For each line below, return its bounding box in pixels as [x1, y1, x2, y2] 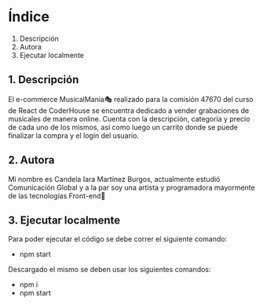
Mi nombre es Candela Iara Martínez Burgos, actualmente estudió [8, 174, 221, 183]
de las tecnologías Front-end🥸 [8, 191, 106, 200]
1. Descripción [8, 73, 79, 86]
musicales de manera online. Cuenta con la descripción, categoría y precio [8, 114, 250, 123]
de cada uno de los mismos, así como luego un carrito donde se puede [8, 122, 238, 132]
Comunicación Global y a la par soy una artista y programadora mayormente [8, 183, 255, 192]
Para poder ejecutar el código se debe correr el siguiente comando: [8, 234, 228, 244]
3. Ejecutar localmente [8, 213, 121, 227]
